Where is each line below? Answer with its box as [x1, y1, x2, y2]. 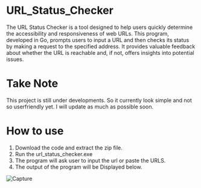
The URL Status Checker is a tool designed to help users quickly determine [6, 23, 193, 31]
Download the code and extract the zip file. [14, 144, 123, 151]
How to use [6, 124, 64, 138]
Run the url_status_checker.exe [14, 150, 93, 157]
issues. [6, 55, 24, 63]
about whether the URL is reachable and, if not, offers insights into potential [6, 49, 194, 56]
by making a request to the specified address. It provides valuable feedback [6, 43, 196, 50]
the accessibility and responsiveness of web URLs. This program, [6, 30, 169, 37]
